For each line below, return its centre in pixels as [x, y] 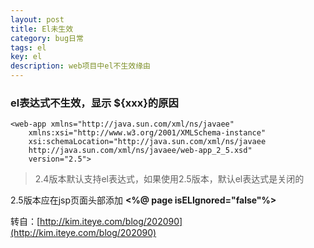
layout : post [37, 19]
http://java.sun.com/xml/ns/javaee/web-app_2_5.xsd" [140, 151]
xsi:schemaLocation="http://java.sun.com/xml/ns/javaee [147, 142]
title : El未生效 [42, 29]
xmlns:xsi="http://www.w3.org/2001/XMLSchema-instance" [147, 133]
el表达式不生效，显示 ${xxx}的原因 [94, 103]
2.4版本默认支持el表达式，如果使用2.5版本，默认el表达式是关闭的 [169, 179]
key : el [26, 57]
